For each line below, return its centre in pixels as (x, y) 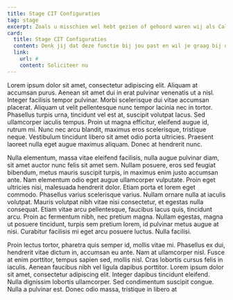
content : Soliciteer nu (54, 65)
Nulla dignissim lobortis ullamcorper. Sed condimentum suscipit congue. (111, 281)
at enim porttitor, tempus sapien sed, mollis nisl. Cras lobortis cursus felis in (115, 259)
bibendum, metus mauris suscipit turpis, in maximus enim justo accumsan (113, 172)
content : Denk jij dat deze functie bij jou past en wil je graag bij (118, 46)
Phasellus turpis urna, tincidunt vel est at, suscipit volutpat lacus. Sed (106, 115)
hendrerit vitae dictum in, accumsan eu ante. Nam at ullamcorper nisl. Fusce (116, 252)
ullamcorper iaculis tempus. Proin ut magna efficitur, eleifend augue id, (108, 122)
